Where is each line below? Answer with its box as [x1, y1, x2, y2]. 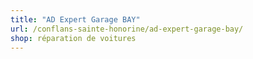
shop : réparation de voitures [10, 33, 137, 43]
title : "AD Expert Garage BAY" [10, 14, 141, 25]
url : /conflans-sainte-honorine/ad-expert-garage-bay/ [10, 24, 244, 34]
